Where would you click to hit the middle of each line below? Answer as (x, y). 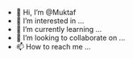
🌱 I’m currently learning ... (59, 29)
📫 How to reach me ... (53, 47)
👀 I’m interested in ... (50, 21)
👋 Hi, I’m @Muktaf (46, 12)
